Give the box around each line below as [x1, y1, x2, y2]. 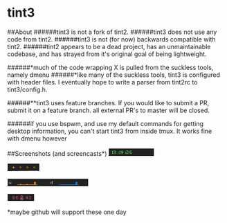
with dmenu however [7, 134, 67, 143]
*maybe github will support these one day [7, 208, 127, 216]
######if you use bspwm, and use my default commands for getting [7, 119, 204, 127]
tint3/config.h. [7, 85, 48, 93]
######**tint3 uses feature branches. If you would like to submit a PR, [7, 98, 210, 107]
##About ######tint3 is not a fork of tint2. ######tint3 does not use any [7, 28, 217, 36]
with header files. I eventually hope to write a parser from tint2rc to [7, 78, 198, 86]
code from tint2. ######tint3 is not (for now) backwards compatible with [7, 35, 216, 43]
